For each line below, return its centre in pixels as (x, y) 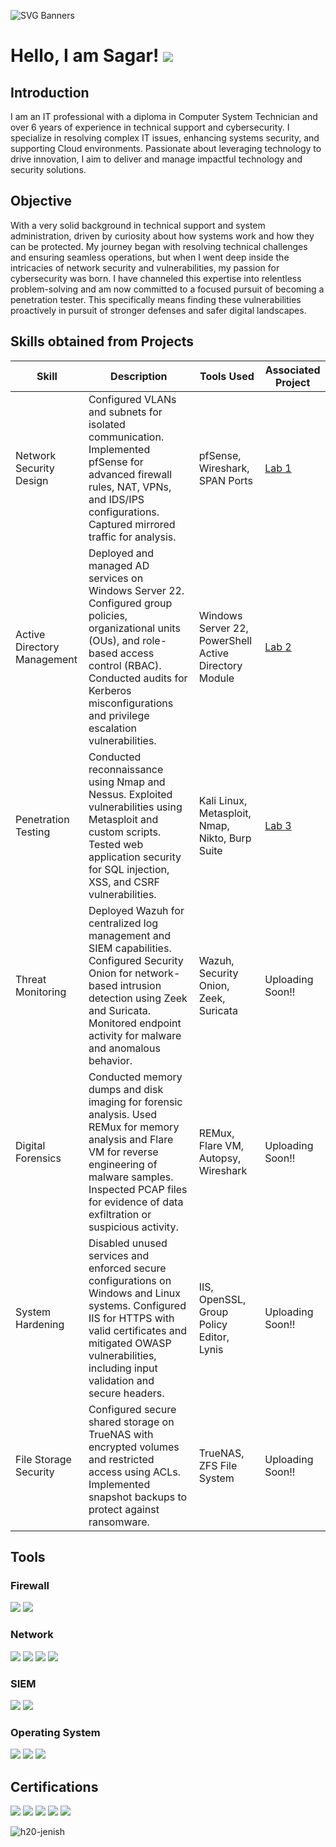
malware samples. (131, 1177)
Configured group (130, 603)
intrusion (140, 985)
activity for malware (135, 1035)
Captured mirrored (132, 524)
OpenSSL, (222, 1299)
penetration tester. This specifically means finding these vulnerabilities (156, 299)
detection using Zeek (138, 998)
